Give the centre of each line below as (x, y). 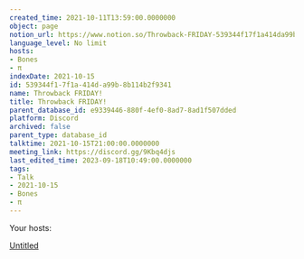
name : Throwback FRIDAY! (56, 93)
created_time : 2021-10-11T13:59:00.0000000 (93, 18)
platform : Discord (44, 118)
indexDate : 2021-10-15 (52, 77)
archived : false (40, 127)
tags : (19, 169)
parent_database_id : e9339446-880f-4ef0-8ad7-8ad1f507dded (123, 110)
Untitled (24, 245)
